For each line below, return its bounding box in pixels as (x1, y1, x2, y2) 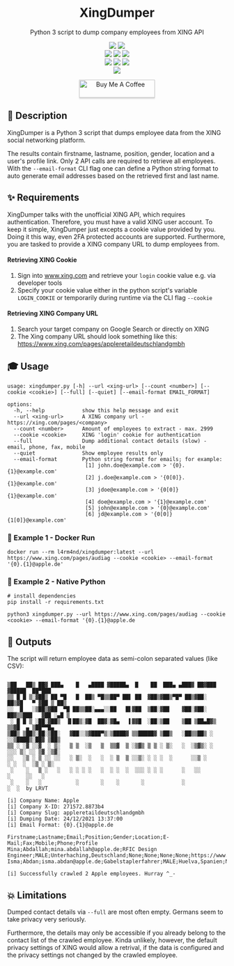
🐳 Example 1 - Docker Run (7, 533, 95, 543)
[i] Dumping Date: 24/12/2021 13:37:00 (7, 816, 123, 823)
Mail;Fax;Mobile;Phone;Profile (7, 840, 98, 847)
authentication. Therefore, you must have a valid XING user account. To (7, 217, 213, 226)
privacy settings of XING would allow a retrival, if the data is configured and (7, 944, 224, 951)
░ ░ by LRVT (7, 785, 49, 792)
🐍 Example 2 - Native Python (7, 577, 106, 586)
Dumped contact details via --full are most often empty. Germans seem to (7, 907, 224, 916)
